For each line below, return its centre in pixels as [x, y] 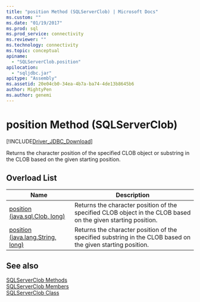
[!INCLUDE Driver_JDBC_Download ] [50, 141]
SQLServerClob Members [38, 286]
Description [133, 195]
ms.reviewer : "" [26, 39]
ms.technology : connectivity [42, 45]
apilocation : [22, 67]
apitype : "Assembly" [32, 78]
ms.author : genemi [29, 95]
